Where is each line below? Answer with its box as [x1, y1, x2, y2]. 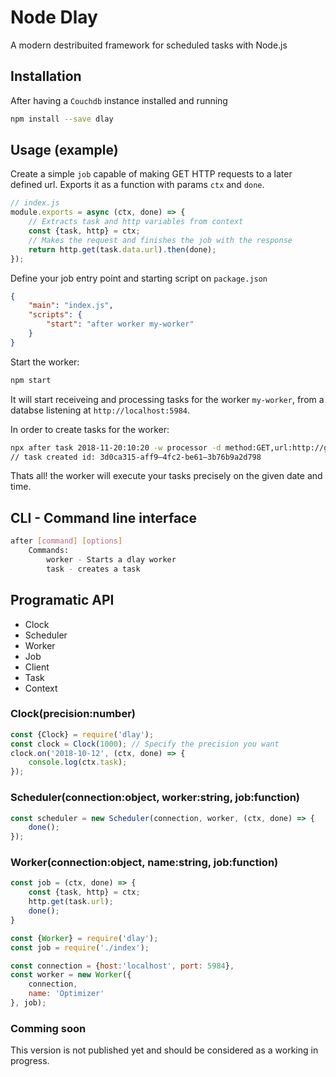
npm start [10, 375, 52, 385]
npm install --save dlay [10, 114, 114, 124]
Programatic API [10, 592, 115, 609]
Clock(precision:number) [10, 707, 136, 721]
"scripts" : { [28, 310, 83, 320]
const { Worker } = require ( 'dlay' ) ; [10, 933, 159, 943]
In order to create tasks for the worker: [10, 423, 170, 435]
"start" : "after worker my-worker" [46, 319, 195, 330]
